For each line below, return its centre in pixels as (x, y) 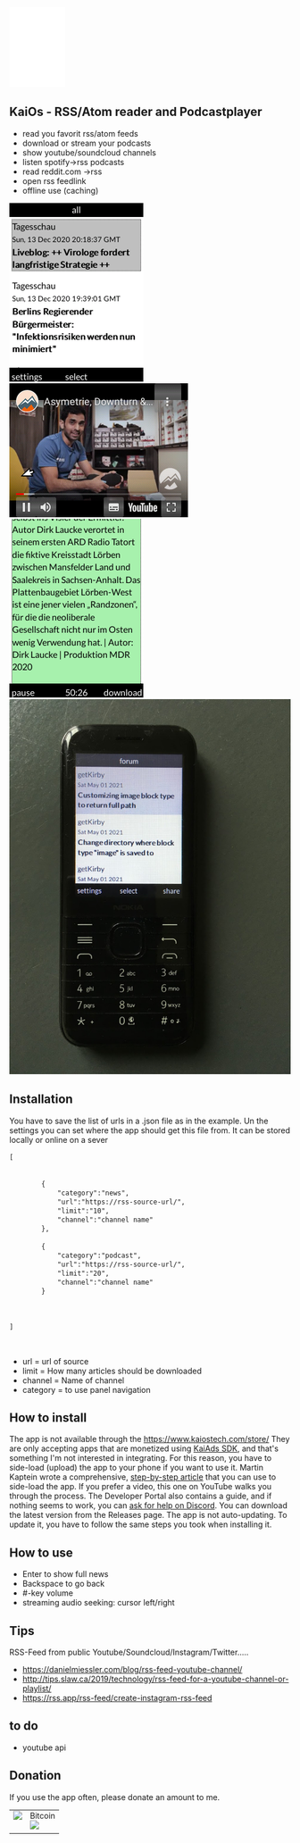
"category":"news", (93, 1193)
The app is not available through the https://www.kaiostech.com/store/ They (150, 1439)
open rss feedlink (54, 180)
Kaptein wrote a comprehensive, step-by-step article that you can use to (143, 1477)
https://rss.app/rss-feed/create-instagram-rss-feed (117, 1698)
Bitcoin (43, 1816)
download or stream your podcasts (87, 143)
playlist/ (37, 1689)
